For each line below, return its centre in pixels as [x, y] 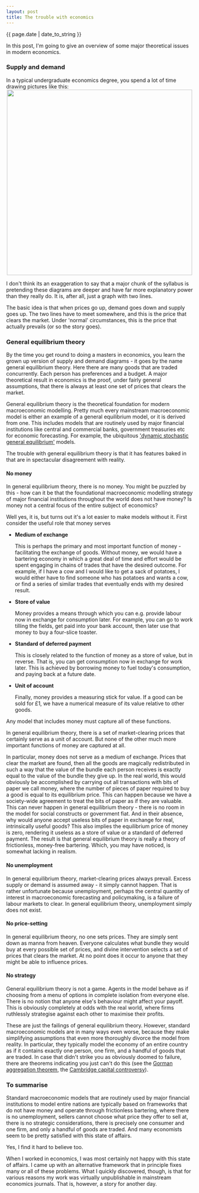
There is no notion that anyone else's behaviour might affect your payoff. [95, 1001]
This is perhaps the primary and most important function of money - [98, 546]
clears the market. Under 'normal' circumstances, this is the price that [92, 320]
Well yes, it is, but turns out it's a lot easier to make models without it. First [97, 517]
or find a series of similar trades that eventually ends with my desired [99, 584]
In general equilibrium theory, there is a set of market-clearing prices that [96, 733]
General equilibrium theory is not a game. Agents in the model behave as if [97, 988]
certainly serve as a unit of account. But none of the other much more [91, 739]
